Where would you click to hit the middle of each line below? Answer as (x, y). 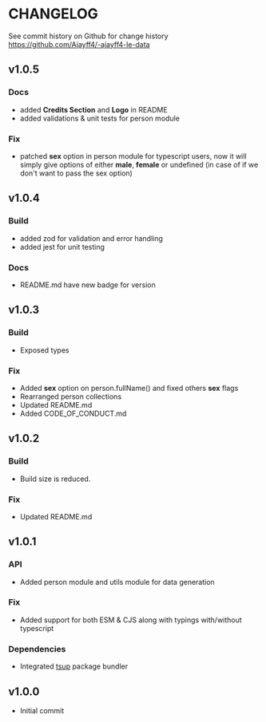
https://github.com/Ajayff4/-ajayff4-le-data (79, 44)
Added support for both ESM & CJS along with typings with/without (131, 620)
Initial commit (42, 710)
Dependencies (37, 649)
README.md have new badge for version (87, 285)
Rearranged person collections (71, 397)
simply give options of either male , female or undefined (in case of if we (139, 164)
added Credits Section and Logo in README (93, 109)
